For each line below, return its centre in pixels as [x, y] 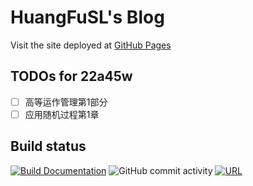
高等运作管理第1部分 [66, 102]
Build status [48, 146]
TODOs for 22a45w [71, 76]
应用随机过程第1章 [62, 114]
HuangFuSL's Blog [87, 17]
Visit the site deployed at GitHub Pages [91, 45]
